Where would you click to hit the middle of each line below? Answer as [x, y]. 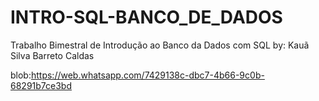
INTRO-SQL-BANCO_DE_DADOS [146, 17]
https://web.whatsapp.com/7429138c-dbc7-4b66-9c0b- [147, 75]
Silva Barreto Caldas [52, 55]
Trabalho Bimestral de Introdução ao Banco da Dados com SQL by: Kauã [160, 45]
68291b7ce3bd [41, 85]
